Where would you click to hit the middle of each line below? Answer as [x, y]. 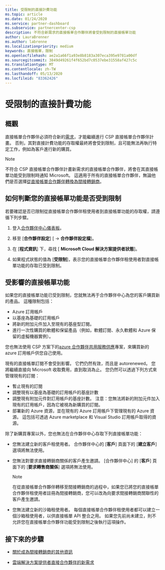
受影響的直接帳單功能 [37, 282]
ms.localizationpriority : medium [39, 46]
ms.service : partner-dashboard [37, 23]
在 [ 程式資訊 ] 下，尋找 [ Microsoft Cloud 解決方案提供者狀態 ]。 [76, 249]
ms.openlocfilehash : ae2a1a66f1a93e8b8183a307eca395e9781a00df [71, 55]
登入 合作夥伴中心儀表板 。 [38, 228]
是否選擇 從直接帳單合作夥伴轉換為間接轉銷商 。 [56, 181]
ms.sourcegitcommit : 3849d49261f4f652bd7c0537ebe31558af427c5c [71, 60]
